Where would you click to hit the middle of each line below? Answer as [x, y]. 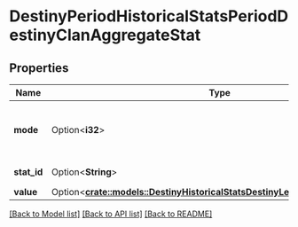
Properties [39, 68]
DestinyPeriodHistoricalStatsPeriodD [149, 16]
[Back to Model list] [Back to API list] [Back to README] [111, 214]
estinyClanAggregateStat [105, 35]
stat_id [28, 172]
